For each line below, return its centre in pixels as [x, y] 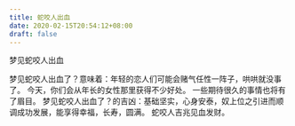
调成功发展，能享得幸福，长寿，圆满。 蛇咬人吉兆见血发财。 [119, 113]
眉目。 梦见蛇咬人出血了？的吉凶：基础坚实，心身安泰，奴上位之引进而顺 [150, 101]
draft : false [33, 34]
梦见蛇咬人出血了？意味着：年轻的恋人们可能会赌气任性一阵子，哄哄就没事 [145, 79]
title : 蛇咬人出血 [40, 17]
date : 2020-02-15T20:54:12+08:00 [71, 26]
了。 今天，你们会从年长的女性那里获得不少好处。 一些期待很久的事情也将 [144, 91]
